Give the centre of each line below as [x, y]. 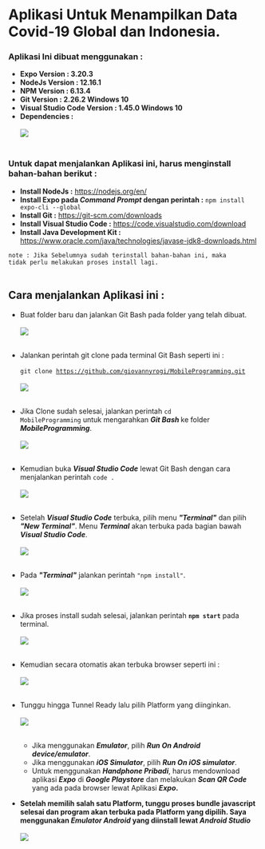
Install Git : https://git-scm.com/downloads [91, 215]
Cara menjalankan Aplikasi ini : [87, 295]
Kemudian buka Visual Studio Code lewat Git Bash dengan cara [125, 468]
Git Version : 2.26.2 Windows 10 [74, 100]
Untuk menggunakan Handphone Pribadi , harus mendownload [136, 771]
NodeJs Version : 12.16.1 [60, 82]
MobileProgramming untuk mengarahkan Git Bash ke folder [115, 419]
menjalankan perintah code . [67, 476]
